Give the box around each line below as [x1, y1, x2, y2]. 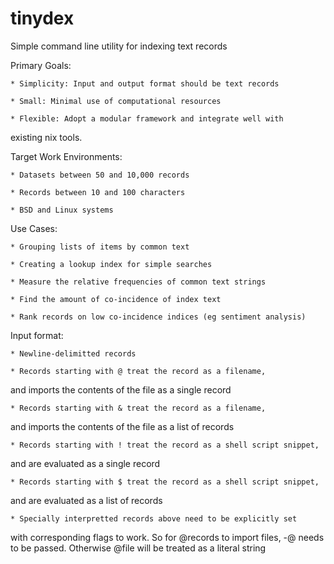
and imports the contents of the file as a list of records [10, 420, 235, 432]
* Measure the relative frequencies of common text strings [10, 277, 267, 287]
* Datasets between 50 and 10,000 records [10, 170, 190, 180]
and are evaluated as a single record [10, 457, 161, 469]
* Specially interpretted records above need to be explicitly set [10, 513, 298, 524]
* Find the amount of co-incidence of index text [10, 294, 222, 304]
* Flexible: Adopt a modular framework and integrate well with [10, 113, 284, 124]
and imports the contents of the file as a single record [10, 383, 232, 396]
